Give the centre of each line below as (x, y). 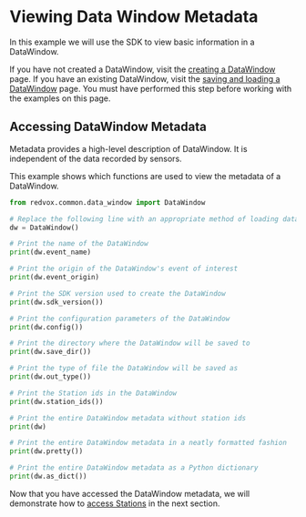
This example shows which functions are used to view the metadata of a (145, 176)
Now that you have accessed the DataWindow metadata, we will (130, 493)
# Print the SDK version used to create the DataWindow (117, 293)
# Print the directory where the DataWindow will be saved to (130, 343)
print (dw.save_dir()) (51, 352)
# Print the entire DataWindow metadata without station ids (128, 418)
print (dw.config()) (46, 327)
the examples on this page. (60, 98)
